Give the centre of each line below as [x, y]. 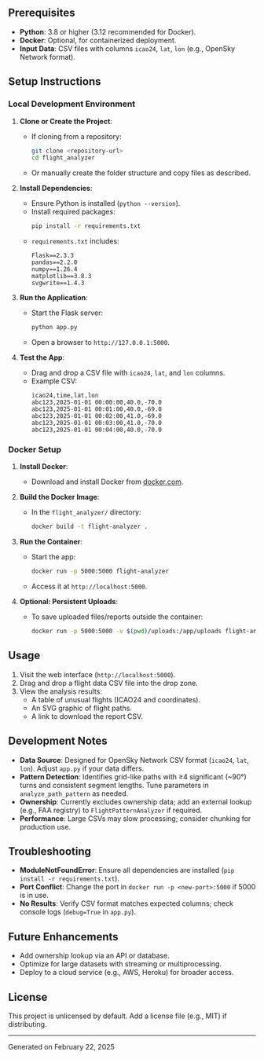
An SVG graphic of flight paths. [81, 708]
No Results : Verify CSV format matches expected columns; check [126, 903]
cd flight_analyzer [63, 158]
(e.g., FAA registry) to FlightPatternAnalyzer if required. [111, 810]
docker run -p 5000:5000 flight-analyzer [100, 572]
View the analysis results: [60, 691]
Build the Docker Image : [59, 497]
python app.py [54, 328]
